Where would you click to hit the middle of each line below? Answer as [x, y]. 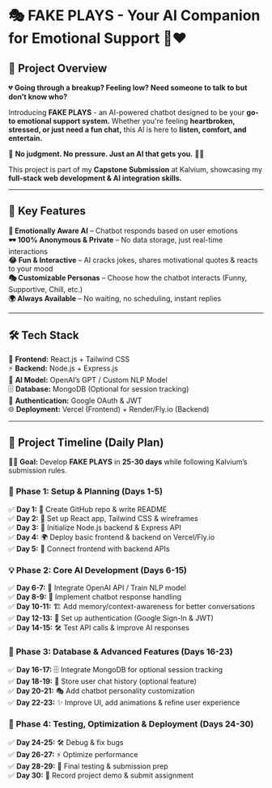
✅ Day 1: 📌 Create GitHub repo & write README [88, 509]
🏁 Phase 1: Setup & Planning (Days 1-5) [86, 492]
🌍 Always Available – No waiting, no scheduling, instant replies [115, 298]
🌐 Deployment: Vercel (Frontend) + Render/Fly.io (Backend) [109, 409]
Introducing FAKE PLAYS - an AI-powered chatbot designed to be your [127, 112]
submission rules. [38, 471]
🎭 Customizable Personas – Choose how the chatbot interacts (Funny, [128, 277]
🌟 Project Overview [58, 68]
